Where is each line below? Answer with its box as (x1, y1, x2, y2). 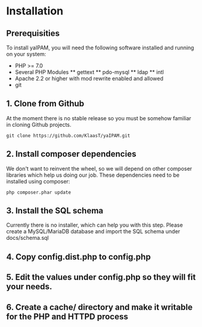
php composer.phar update (6, 189, 71, 195)
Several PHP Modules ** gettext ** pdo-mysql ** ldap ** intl (14, 69, 164, 76)
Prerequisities (6, 28, 60, 38)
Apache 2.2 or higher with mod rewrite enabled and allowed (14, 75, 164, 82)
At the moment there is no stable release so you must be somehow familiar (6, 114, 191, 121)
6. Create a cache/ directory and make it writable (6, 302, 193, 312)
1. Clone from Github (6, 99, 85, 109)
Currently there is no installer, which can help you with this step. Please (6, 221, 183, 229)
